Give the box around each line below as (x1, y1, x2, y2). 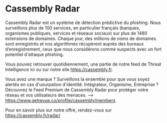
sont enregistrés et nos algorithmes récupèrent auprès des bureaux (5, 40, 144, 46)
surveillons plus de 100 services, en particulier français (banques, (5, 24, 141, 30)
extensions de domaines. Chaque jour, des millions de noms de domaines (5, 35, 156, 41)
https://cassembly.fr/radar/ (5, 112, 61, 118)
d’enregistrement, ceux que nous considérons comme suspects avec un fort (5, 46, 162, 52)
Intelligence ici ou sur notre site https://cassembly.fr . (5, 66, 113, 72)
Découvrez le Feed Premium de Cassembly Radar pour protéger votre (5, 86, 149, 92)
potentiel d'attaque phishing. (5, 51, 64, 57)
